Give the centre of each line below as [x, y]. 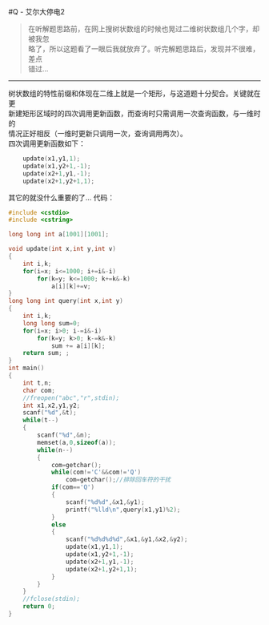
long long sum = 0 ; [52, 323]
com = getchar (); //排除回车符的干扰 [118, 480]
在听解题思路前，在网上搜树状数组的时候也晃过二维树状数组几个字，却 [144, 29]
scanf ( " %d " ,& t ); [50, 413]
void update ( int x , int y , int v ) [62, 249]
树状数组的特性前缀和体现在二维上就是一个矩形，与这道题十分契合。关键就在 [134, 93]
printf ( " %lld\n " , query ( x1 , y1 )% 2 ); [123, 510]
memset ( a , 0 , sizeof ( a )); [76, 442]
